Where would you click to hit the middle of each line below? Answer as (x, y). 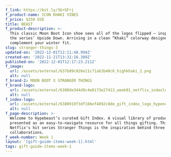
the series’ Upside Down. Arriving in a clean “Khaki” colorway (79, 38)
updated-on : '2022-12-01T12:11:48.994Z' (49, 52)
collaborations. (27, 132)
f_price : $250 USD (25, 19)
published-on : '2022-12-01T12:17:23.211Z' (51, 62)
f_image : (15, 66)
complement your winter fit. (41, 43)
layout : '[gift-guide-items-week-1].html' (51, 142)
